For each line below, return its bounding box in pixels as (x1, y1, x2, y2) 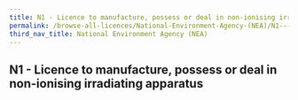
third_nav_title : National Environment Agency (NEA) (9, 29, 208, 38)
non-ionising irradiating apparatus (9, 76, 204, 91)
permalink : (9, 21, 50, 30)
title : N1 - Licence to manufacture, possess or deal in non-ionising (9, 12, 276, 22)
